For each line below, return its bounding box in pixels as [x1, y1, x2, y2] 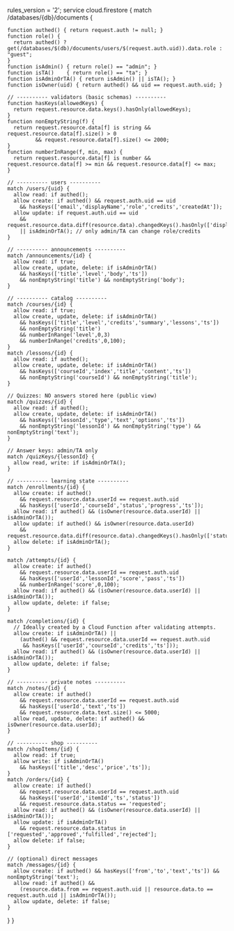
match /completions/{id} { [7, 618, 86, 625]
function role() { [7, 33, 61, 40]
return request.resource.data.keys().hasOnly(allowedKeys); [13, 106, 192, 113]
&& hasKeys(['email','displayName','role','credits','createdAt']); [19, 203, 223, 210]
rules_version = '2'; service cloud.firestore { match [7, 6, 152, 14]
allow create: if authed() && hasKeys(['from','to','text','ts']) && [13, 868, 219, 875]
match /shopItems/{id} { [7, 746, 79, 753]
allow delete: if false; [13, 837, 86, 844]
